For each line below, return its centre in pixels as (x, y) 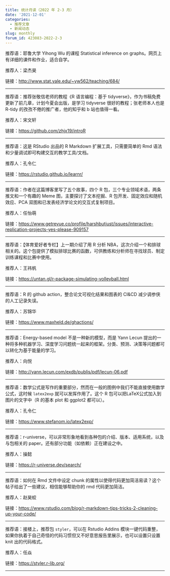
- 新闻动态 (20, 29)
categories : (18, 19)
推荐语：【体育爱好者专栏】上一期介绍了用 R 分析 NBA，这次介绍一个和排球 (83, 244)
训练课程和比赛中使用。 (30, 257)
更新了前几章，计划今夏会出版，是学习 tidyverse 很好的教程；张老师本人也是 (85, 103)
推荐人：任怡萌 (21, 213)
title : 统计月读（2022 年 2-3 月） (40, 10)
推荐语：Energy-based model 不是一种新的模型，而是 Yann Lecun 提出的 (81, 338)
